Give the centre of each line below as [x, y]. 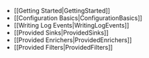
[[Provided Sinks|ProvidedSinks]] [61, 32]
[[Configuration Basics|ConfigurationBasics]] [78, 18]
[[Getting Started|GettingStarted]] [62, 11]
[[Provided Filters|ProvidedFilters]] [63, 47]
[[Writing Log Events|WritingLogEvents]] [71, 25]
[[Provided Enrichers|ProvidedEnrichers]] [73, 40]
